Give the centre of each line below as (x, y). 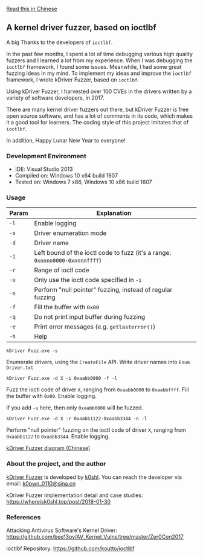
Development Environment (46, 156)
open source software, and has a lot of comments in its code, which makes (100, 116)
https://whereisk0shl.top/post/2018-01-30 (58, 501)
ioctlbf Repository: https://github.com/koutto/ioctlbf (70, 548)
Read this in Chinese (32, 9)
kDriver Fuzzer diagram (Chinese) (48, 448)
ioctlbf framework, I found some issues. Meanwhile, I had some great (94, 66)
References (24, 517)
